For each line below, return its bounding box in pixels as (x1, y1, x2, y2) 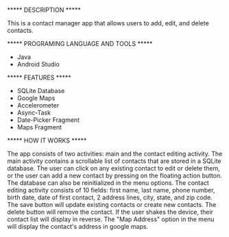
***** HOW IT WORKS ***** (7, 136, 87, 145)
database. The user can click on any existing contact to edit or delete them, (7, 164, 221, 172)
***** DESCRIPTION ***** (7, 6, 81, 14)
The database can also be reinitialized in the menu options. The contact (7, 179, 209, 187)
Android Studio (16, 60, 60, 68)
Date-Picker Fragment (16, 116, 80, 124)
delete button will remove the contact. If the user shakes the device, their (7, 208, 214, 216)
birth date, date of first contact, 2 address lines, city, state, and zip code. (7, 193, 213, 201)
